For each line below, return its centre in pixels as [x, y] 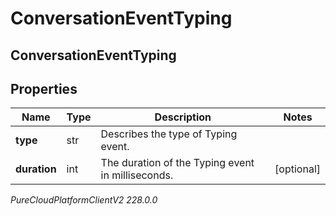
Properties [44, 88]
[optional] [297, 169]
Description [183, 117]
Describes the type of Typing [169, 134]
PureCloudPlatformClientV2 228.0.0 [84, 200]
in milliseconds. [137, 175]
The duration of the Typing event [177, 163]
